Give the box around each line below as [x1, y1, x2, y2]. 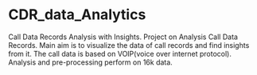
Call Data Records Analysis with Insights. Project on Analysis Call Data [8, 32, 239, 41]
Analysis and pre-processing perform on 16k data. [8, 57, 173, 67]
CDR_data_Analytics [8, 6, 146, 24]
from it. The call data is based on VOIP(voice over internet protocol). [8, 49, 232, 58]
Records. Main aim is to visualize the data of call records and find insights [8, 40, 250, 49]
